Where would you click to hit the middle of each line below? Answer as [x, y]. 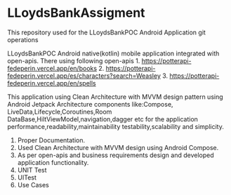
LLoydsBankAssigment [76, 13]
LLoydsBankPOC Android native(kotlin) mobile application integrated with [113, 53]
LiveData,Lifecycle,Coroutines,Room [60, 112]
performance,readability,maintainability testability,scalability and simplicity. [116, 126]
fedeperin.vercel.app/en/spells [52, 83]
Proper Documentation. [51, 140]
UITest [27, 177]
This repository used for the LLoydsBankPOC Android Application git [106, 32]
